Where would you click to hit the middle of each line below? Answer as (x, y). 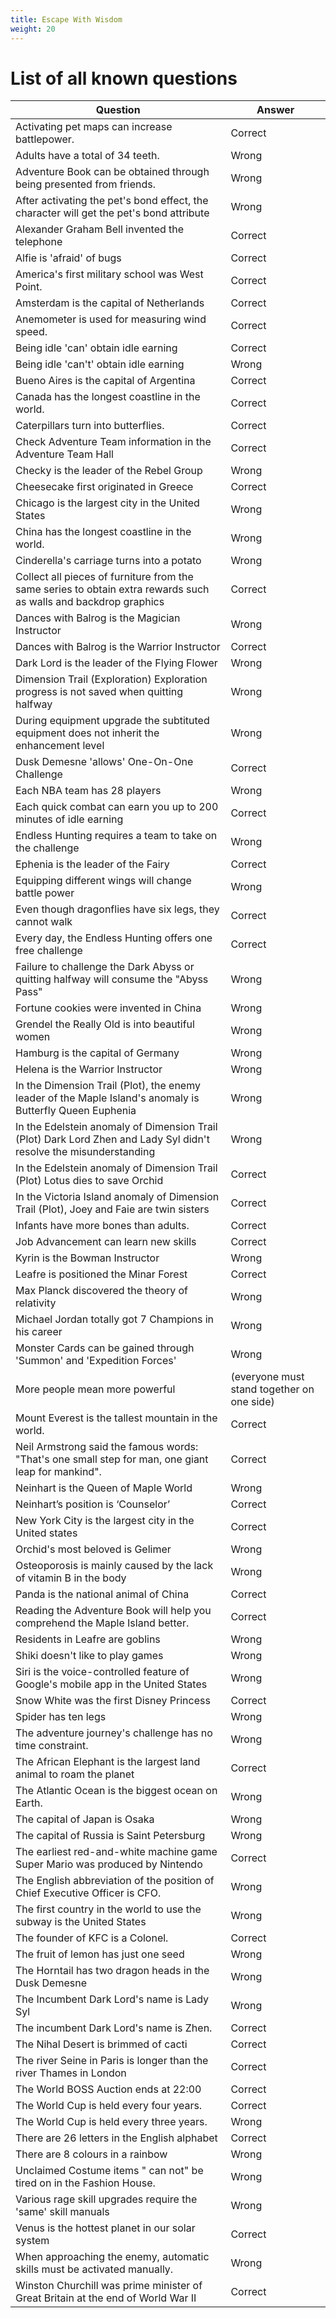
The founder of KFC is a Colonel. (92, 1938)
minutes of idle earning (69, 819)
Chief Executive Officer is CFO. (88, 1893)
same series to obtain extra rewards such (112, 589)
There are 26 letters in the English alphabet (116, 2138)
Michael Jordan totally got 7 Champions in (115, 1319)
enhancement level (60, 746)
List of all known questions (124, 78)
